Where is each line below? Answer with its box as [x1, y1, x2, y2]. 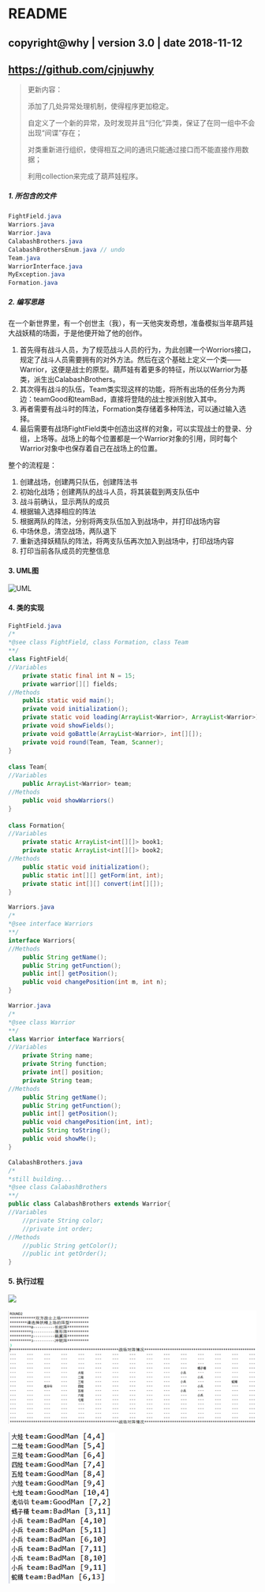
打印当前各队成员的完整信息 [19, 546, 110, 556]
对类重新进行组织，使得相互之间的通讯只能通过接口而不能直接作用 [27, 145, 242, 155]
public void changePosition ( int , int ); [22, 1118, 154, 1127]
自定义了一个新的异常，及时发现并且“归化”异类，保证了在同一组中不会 [27, 118, 256, 128]
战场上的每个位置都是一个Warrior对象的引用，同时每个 [61, 434, 238, 443]
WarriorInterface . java [8, 262, 83, 271]
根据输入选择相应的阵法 [19, 506, 96, 517]
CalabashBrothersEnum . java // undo [8, 245, 125, 253]
